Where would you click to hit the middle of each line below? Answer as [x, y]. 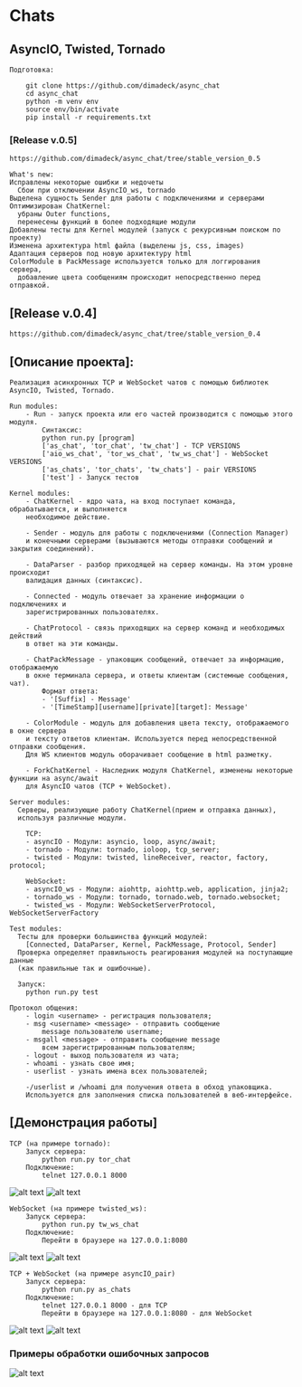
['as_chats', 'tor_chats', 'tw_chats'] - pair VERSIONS [149, 470]
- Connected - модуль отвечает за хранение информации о [135, 596]
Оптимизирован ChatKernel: [60, 206]
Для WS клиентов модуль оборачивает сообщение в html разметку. [149, 755]
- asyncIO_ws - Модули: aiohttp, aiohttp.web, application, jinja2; [157, 889]
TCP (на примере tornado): [60, 1144]
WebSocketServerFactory [54, 913]
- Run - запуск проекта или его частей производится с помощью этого [160, 414]
